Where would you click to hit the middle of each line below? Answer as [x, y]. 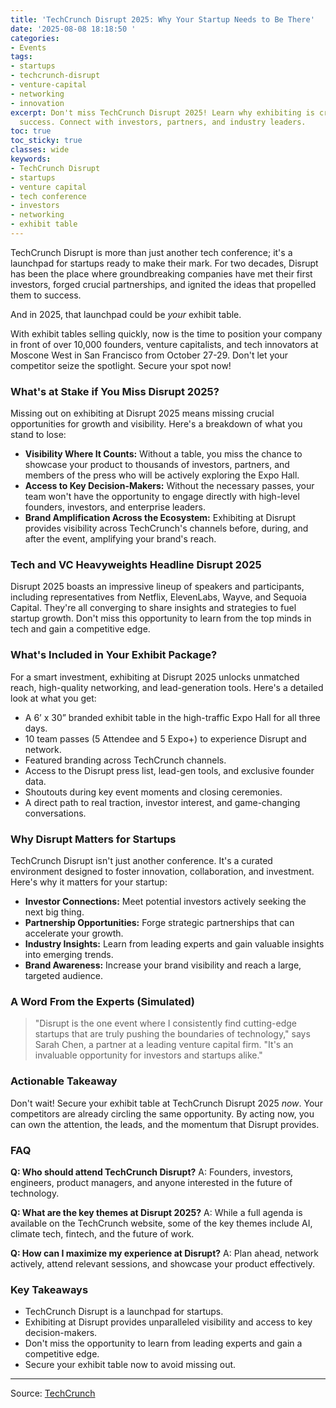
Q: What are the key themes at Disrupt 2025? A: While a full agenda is [156, 1212]
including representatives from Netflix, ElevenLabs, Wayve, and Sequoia [158, 597]
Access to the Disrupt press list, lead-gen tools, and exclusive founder [169, 770]
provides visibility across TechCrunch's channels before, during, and [166, 528]
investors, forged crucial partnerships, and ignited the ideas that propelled [163, 284]
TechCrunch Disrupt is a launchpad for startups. [124, 1312]
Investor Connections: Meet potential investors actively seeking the [165, 902]
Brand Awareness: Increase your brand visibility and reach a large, [163, 965]
